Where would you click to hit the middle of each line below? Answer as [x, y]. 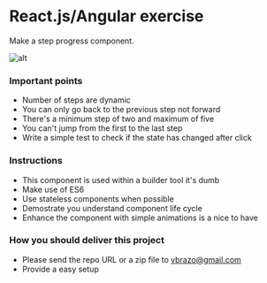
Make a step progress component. [72, 41]
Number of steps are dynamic [76, 100]
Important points [46, 80]
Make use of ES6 [53, 189]
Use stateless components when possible [98, 199]
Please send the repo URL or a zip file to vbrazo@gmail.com [131, 259]
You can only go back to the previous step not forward [121, 110]
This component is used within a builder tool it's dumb [121, 180]
